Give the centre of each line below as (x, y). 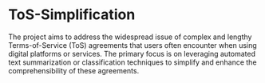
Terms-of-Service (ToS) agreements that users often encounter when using (132, 45)
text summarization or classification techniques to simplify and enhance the (132, 62)
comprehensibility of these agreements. (74, 70)
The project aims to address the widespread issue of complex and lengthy (130, 37)
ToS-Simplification (72, 15)
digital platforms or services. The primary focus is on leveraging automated (132, 53)
